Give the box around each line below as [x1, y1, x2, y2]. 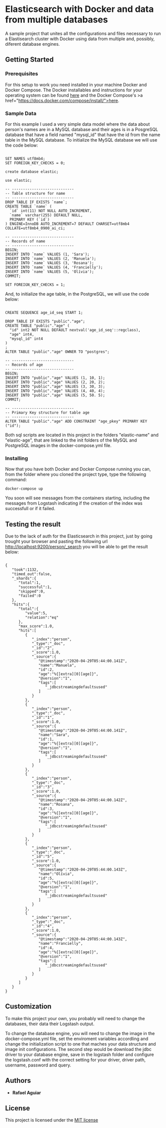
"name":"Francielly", [38, 941, 83, 946]
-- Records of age [5, 362, 43, 367]
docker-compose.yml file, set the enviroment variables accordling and [5, 1036, 149, 1042]
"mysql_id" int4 [9, 336, 43, 341]
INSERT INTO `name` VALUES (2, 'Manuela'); [5, 256, 97, 261]
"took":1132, [11, 567, 39, 572]
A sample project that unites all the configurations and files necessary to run [5, 30, 161, 36]
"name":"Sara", [38, 733, 70, 738]
